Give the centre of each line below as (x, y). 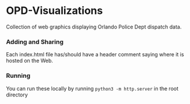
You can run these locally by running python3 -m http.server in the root (92, 88)
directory (17, 95)
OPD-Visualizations (54, 11)
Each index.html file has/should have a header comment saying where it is (95, 55)
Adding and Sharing (35, 42)
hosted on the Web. (30, 61)
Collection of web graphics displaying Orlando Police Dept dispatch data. (94, 27)
